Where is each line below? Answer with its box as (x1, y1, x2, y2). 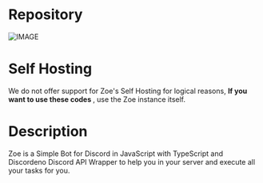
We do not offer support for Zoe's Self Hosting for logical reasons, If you (8, 86, 248, 95)
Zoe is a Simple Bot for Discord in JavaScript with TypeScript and (8, 149, 224, 158)
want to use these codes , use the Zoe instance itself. (8, 94, 186, 104)
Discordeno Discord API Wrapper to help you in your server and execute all (8, 157, 256, 166)
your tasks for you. (8, 165, 70, 175)
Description (8, 123, 88, 141)
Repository (8, 6, 83, 24)
